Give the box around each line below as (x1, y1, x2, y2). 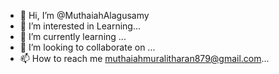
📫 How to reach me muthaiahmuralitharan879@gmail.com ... (19, 53, 270, 64)
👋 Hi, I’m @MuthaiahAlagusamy (19, 10, 150, 21)
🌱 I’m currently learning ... (19, 31, 127, 42)
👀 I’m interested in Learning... (19, 20, 141, 32)
